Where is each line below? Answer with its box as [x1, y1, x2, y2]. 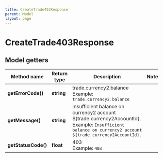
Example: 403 [72, 145, 102, 152]
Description [93, 73, 121, 80]
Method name [10, 73, 44, 80]
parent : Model [5, 12, 34, 16]
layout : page [5, 16, 32, 21]
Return [51, 71, 68, 77]
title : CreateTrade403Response [5, 7, 68, 12]
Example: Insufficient [72, 121, 125, 128]
